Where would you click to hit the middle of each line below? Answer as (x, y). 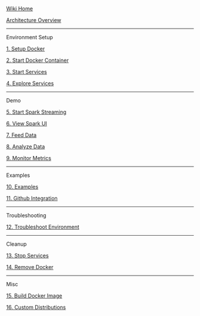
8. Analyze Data (26, 146)
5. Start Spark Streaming (36, 112)
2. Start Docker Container (37, 60)
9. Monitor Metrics (29, 158)
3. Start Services (27, 72)
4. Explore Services (30, 83)
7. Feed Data (21, 135)
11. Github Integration (32, 198)
